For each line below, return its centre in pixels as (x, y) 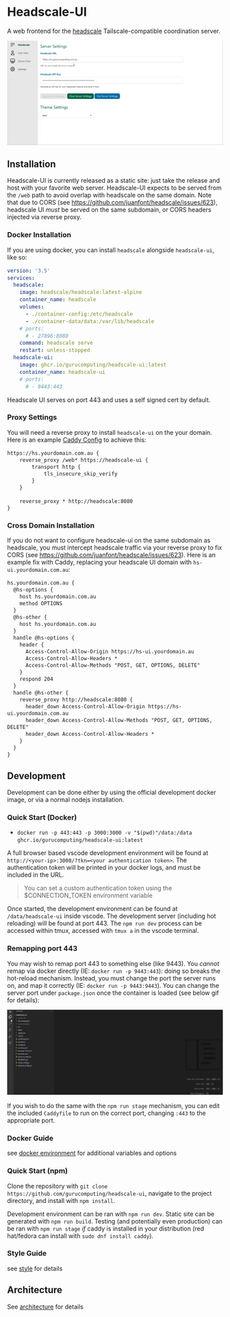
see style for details (35, 1268)
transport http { (56, 467)
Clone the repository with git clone (57, 1186)
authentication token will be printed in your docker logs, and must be (104, 868)
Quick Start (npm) (38, 1171)
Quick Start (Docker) (42, 817)
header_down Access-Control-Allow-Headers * (90, 734)
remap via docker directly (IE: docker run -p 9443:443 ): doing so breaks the (114, 971)
